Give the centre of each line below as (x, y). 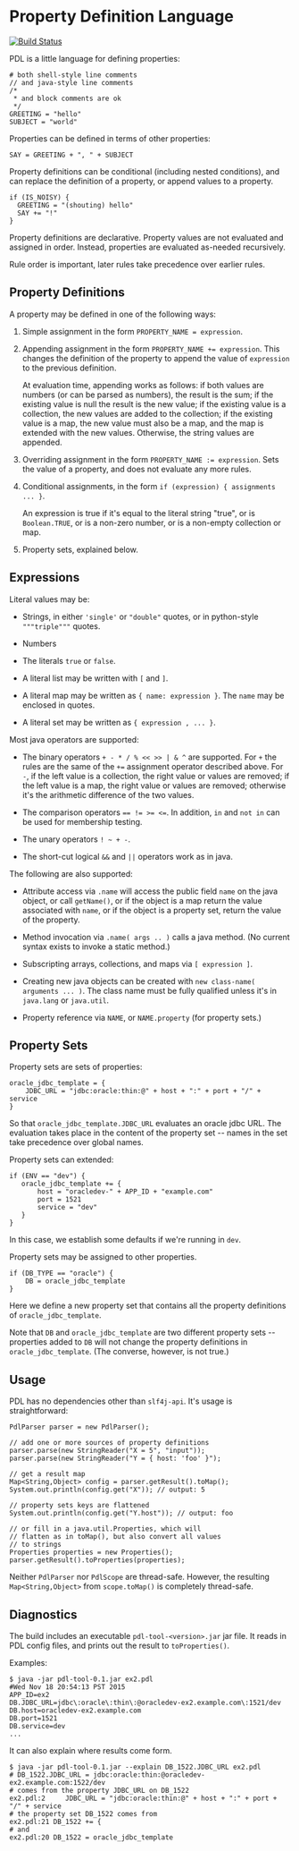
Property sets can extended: (62, 1159)
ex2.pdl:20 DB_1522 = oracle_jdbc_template (91, 1838)
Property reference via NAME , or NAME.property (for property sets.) (141, 1017)
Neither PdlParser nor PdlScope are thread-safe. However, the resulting (140, 1577)
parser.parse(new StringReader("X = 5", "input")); (107, 1451)
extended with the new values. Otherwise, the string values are (138, 432)
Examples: (28, 1663)
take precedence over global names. (77, 1142)
